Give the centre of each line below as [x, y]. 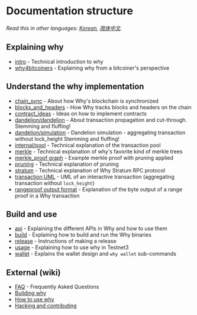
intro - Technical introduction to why [59, 61]
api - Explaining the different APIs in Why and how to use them [91, 229]
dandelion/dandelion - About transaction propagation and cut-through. [101, 119]
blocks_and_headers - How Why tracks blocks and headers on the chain [103, 107]
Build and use [32, 214]
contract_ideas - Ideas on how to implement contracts [80, 114]
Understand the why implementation [75, 86]
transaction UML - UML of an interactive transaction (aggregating [94, 177]
